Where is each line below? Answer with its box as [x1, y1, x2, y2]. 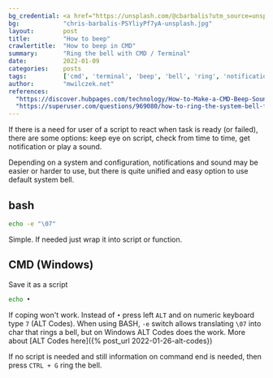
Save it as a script [8, 279, 68, 289]
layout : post [8, 27, 79, 35]
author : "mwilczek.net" [8, 79, 115, 88]
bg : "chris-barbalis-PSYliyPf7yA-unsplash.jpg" [8, 19, 213, 28]
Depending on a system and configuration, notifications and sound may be [8, 157, 258, 167]
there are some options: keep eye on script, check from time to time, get [8, 133, 250, 143]
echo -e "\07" [8, 220, 57, 228]
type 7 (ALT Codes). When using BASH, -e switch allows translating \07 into [8, 318, 262, 329]
